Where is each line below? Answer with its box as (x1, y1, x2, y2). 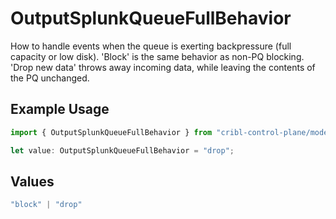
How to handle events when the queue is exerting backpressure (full (10, 40, 292, 52)
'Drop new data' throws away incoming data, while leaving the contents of (10, 61, 316, 73)
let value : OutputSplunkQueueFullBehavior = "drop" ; (10, 145, 235, 156)
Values (10, 173, 55, 190)
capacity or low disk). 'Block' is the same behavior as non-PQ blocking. (10, 50, 305, 62)
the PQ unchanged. (10, 72, 90, 84)
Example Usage (10, 101, 110, 118)
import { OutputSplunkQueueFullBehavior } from (10, 127, 213, 137)
